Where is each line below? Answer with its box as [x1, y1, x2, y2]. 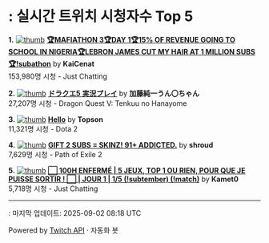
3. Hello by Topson [8, 114, 104, 124]
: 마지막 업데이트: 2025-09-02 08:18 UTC [8, 208, 142, 217]
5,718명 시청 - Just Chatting [8, 184, 98, 193]
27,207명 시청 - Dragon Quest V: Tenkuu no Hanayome [8, 98, 187, 108]
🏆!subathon [8, 59, 52, 68]
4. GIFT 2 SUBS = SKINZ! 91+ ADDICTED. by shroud [8, 140, 214, 149]
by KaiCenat [52, 59, 94, 68]
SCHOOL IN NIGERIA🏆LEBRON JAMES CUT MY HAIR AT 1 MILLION [8, 47, 235, 56]
